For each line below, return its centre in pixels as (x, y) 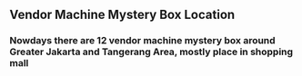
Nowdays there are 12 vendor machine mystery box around (142, 41)
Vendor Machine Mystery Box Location (122, 15)
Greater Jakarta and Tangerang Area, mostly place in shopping (151, 52)
